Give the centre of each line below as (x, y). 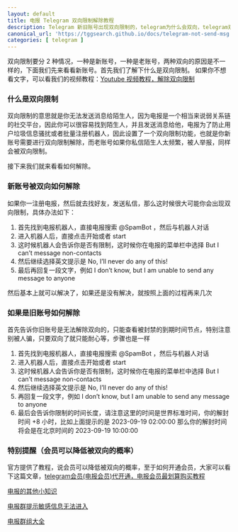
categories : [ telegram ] (45, 40)
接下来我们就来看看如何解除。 (51, 166)
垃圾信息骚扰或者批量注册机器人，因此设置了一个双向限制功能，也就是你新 (122, 134)
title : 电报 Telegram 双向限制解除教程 (61, 21)
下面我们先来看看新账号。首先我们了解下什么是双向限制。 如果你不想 (126, 70)
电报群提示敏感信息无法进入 (48, 506)
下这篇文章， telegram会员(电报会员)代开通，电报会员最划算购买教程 (106, 476)
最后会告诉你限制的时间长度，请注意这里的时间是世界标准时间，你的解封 (123, 413)
